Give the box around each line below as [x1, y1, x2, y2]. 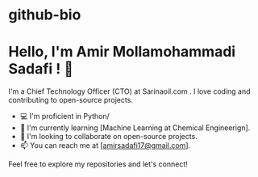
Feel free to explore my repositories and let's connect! [8, 159, 188, 169]
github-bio [8, 6, 81, 24]
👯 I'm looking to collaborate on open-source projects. [19, 132, 198, 141]
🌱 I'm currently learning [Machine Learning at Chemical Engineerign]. [19, 123, 251, 133]
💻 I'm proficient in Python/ [19, 112, 110, 121]
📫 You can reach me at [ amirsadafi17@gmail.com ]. [19, 141, 191, 150]
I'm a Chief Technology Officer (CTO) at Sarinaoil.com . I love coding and [8, 86, 252, 96]
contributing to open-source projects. [8, 95, 133, 105]
